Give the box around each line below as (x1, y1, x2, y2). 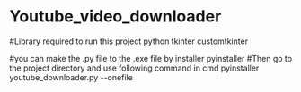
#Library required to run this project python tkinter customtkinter (9, 36, 249, 46)
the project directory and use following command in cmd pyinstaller (9, 63, 260, 73)
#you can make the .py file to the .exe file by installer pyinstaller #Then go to (9, 53, 293, 63)
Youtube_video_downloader (9, 6, 222, 27)
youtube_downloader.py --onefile (9, 71, 133, 82)
